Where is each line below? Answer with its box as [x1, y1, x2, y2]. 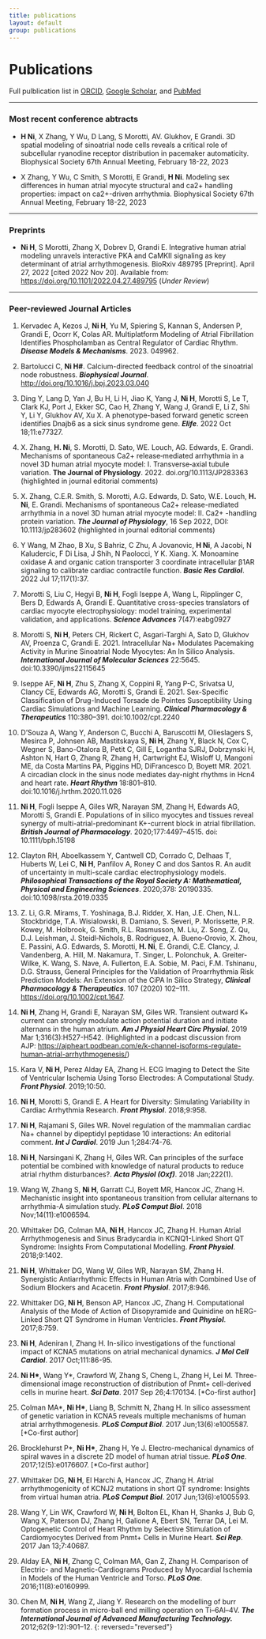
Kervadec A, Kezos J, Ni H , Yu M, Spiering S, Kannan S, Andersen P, [20, 321, 243, 330]
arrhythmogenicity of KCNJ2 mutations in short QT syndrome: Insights [20, 1484, 250, 1494]
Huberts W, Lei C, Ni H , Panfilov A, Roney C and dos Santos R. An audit [20, 859, 252, 869]
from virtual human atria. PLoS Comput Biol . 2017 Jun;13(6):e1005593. [20, 1492, 251, 1502]
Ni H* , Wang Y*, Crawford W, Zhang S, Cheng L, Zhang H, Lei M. [20, 1371, 234, 1380]
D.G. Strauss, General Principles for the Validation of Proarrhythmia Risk [20, 967, 254, 976]
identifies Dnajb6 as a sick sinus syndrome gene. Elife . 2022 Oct [20, 419, 231, 429]
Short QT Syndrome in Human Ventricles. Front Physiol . [43, 1315, 227, 1324]
